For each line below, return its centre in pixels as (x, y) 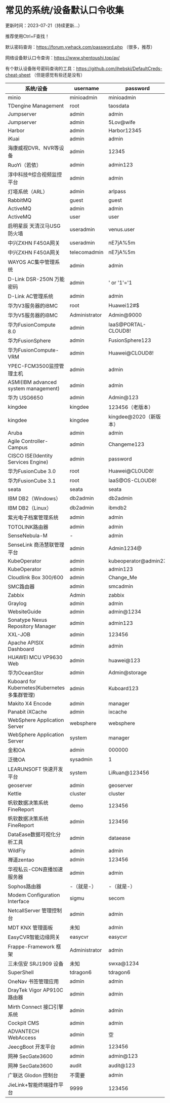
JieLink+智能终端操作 (33, 1085)
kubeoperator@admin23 (138, 561)
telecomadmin (87, 252)
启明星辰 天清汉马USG (34, 226)
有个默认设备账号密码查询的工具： (41, 68)
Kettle (15, 793)
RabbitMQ (20, 200)
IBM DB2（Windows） (34, 499)
